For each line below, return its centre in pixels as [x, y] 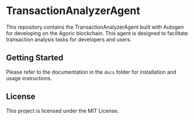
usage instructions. [29, 78]
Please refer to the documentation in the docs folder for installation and [91, 72]
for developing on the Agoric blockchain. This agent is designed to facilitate [97, 33]
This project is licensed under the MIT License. [63, 111]
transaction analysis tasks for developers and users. [69, 39]
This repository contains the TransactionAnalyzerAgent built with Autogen [95, 27]
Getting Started [35, 58]
